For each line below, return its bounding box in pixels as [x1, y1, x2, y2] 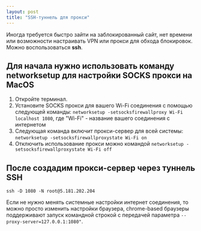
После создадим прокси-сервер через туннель [6, 163, 196, 173]
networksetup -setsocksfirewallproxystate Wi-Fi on [14, 135, 147, 141]
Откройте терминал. [14, 95, 68, 103]
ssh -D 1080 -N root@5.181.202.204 [6, 188, 95, 194]
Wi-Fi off [88, 146, 112, 153]
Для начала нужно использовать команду [6, 61, 175, 71]
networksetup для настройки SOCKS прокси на [6, 70, 193, 80]
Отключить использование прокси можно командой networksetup [14, 140, 184, 148]
